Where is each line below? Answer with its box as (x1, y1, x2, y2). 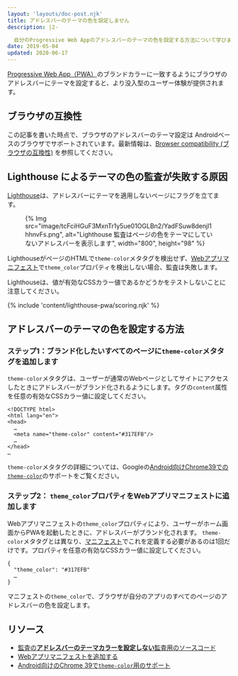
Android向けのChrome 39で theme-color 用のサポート (17, 661, 171, 670)
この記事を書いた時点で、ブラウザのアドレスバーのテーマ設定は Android (7, 130, 218, 139)
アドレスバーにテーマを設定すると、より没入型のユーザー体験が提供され (7, 79, 218, 87)
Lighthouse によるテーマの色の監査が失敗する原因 (7, 171, 228, 183)
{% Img (25, 214, 47, 222)
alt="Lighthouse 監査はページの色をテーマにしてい (65, 230, 213, 238)
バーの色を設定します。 (25, 600, 94, 609)
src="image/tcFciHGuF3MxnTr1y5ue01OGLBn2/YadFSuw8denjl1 (25, 221, 212, 230)
